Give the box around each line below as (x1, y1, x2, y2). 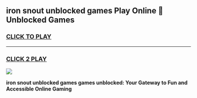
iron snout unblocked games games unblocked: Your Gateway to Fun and (6, 79, 188, 86)
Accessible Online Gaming (6, 85, 72, 92)
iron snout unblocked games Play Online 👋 (6, 6, 164, 16)
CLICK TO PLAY (6, 33, 52, 41)
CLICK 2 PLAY (6, 55, 47, 63)
